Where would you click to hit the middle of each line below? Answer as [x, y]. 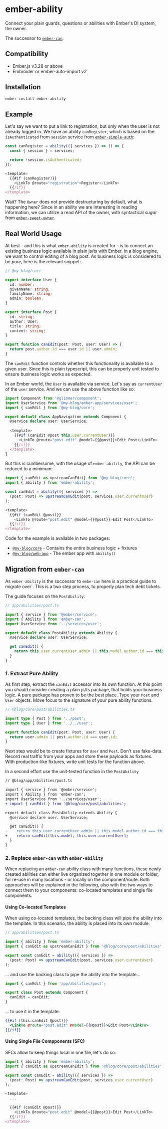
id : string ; [22, 317]
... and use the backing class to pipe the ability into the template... [73, 974]
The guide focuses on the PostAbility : [45, 596]
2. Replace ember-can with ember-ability [54, 858]
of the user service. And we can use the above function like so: [70, 389]
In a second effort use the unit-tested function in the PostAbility [72, 772]
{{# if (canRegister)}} [33, 178]
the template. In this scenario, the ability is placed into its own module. [77, 923]
